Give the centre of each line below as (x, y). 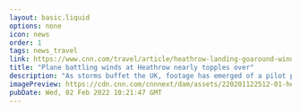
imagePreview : (36, 84)
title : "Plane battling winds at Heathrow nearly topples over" (132, 68)
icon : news (30, 34)
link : (19, 59)
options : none (36, 26)
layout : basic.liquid (50, 17)
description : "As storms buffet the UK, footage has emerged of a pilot (148, 76)
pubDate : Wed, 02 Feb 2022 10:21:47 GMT (86, 92)
